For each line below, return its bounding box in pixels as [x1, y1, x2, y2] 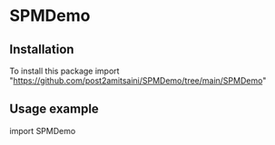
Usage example [9, 101, 100, 117]
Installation [9, 42, 74, 57]
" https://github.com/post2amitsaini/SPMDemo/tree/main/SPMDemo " [9, 75, 267, 86]
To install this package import [9, 65, 120, 76]
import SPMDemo [9, 125, 76, 136]
